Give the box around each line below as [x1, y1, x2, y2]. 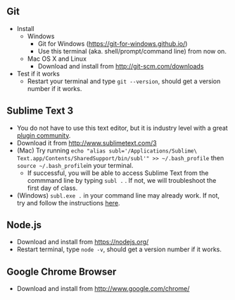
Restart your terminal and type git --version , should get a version [27, 77, 221, 85]
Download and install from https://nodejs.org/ [16, 238, 149, 246]
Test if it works [16, 69, 61, 78]
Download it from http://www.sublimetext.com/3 [16, 138, 157, 147]
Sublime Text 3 [6, 105, 74, 117]
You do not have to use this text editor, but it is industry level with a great [16, 124, 228, 132]
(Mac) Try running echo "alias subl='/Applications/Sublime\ [16, 146, 198, 155]
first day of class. [27, 184, 78, 192]
